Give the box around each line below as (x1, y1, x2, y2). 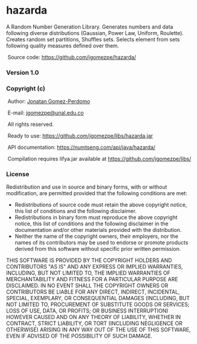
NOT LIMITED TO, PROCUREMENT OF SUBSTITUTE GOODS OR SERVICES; (6, 301, 190, 308)
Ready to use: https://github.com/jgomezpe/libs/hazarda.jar (7, 132, 153, 139)
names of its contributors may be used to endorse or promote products (14, 239, 188, 246)
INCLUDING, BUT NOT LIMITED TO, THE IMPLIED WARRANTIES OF (6, 269, 170, 276)
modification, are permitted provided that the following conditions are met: (6, 190, 188, 197)
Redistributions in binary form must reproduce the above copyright (14, 214, 177, 221)
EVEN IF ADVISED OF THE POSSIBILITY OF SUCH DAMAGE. (6, 333, 153, 340)
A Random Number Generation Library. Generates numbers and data (6, 23, 173, 30)
